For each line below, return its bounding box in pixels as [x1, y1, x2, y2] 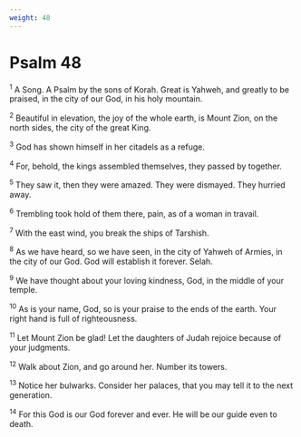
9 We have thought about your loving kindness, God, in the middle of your [9, 273, 284, 286]
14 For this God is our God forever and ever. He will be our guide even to [9, 407, 278, 420]
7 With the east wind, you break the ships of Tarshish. [9, 226, 210, 238]
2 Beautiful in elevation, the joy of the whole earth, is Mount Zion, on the [9, 111, 278, 123]
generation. [9, 390, 53, 401]
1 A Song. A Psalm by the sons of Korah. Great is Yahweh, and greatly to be [9, 83, 290, 95]
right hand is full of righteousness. [9, 314, 138, 325]
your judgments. [9, 342, 71, 353]
